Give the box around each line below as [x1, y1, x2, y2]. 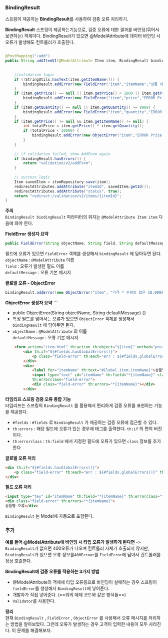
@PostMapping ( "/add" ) [5, 54, 50, 59]
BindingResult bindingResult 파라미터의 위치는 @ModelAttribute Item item [5, 214, 158, 220]
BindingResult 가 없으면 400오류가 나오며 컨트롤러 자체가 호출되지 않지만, [5, 545, 149, 551]
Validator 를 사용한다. [12, 598, 56, 604]
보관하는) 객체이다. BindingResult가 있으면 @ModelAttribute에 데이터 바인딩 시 [5, 33, 161, 39]
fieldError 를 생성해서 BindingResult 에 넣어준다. [12, 585, 110, 591]
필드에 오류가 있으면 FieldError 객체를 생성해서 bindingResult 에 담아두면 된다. [5, 251, 162, 257]
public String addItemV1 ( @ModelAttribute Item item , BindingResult [5, 58, 149, 64]
